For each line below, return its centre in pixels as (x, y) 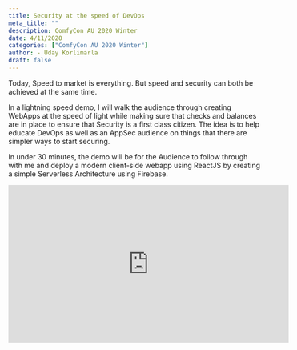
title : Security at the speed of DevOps (77, 16)
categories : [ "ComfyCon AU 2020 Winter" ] (78, 46)
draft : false (30, 61)
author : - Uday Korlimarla (53, 53)
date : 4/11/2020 (35, 38)
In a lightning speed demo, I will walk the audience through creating (120, 107)
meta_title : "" (34, 23)
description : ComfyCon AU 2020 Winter (73, 30)
